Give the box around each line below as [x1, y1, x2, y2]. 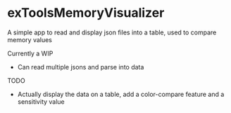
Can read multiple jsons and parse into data [17, 62, 144, 71]
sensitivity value [17, 97, 65, 106]
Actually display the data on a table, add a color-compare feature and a [17, 90, 225, 98]
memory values [7, 35, 53, 44]
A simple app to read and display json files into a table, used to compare [7, 28, 217, 36]
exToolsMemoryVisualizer [7, 5, 165, 21]
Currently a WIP [7, 49, 54, 58]
